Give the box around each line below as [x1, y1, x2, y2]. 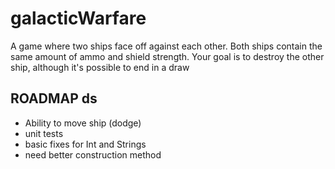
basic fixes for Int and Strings [24, 138, 147, 150]
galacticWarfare [10, 7, 147, 30]
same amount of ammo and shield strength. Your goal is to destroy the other [10, 50, 325, 62]
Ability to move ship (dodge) [24, 117, 142, 129]
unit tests [24, 127, 64, 139]
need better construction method [24, 148, 162, 161]
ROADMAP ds [10, 90, 98, 107]
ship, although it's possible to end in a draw [10, 61, 190, 73]
